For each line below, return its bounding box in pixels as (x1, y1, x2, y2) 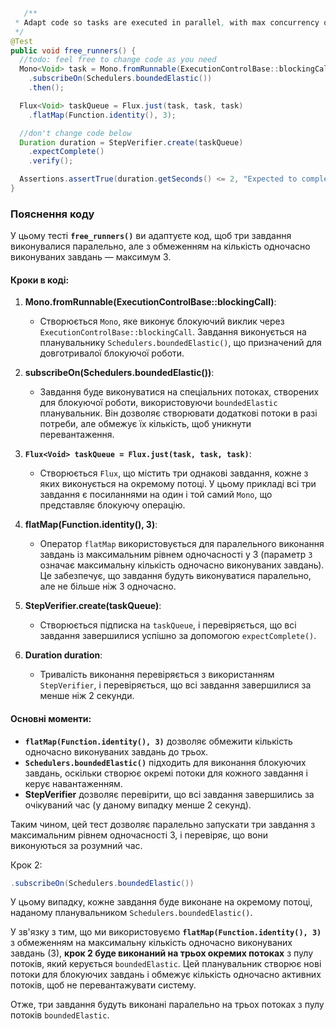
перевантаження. (39, 429, 115, 441)
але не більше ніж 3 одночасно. (39, 580, 177, 593)
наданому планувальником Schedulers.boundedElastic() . (10, 907, 253, 919)
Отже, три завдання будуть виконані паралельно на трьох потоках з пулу (10, 999, 325, 1011)
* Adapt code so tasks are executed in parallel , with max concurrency (14, 17, 320, 28)
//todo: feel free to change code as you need (19, 55, 217, 65)
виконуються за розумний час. (10, 839, 143, 851)
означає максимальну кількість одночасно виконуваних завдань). (39, 559, 325, 571)
